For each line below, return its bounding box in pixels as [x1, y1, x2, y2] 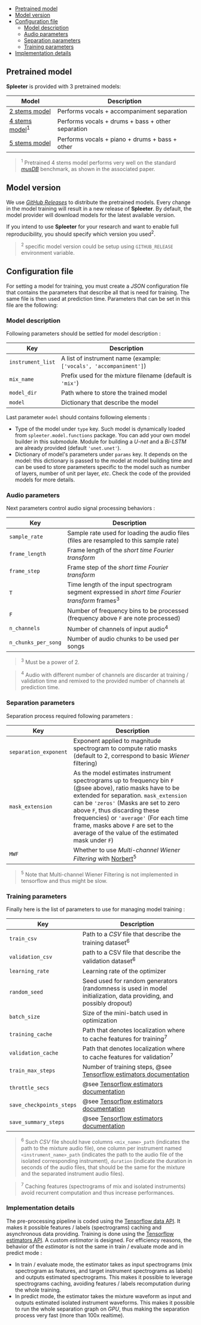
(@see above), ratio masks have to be [73, 784, 180, 792]
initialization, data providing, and [83, 991, 173, 1000]
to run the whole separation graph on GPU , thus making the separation [14, 1305, 190, 1312]
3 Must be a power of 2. [20, 657, 80, 666]
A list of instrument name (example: [60, 354, 161, 363]
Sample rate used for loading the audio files [67, 529, 190, 537]
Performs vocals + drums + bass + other [57, 117, 171, 126]
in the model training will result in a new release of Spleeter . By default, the [6, 205, 192, 212]
